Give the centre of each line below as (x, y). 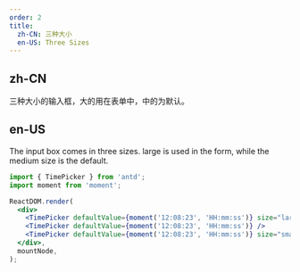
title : (21, 26)
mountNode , (37, 251)
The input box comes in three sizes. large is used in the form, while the (139, 151)
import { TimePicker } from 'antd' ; (77, 177)
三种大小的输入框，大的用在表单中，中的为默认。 (99, 101)
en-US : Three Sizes (54, 42)
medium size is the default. (59, 161)
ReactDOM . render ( (42, 202)
